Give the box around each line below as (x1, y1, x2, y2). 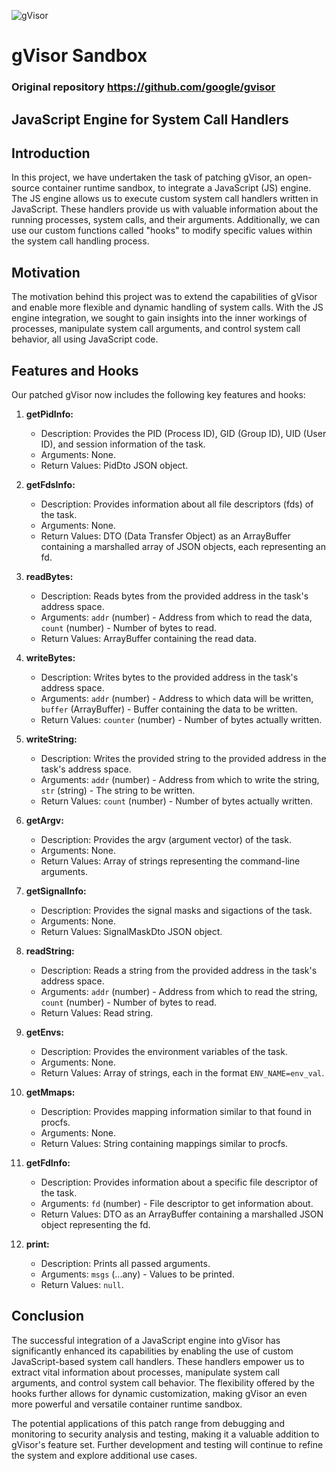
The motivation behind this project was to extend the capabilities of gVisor (11, 291, 318, 303)
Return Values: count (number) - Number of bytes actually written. (40, 795, 314, 807)
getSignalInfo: (25, 885, 87, 897)
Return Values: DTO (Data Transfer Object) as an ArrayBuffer (40, 530, 291, 542)
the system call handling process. (11, 235, 150, 247)
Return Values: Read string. (40, 1006, 154, 1019)
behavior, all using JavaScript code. (11, 333, 159, 345)
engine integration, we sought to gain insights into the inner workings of (11, 312, 308, 324)
